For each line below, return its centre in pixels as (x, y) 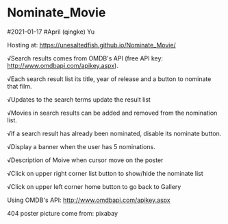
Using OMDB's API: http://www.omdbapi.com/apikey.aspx (89, 200)
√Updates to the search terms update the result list (79, 99)
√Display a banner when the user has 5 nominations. (81, 146)
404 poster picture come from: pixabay (63, 213)
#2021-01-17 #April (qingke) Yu (51, 32)
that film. (20, 86)
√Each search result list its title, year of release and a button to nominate (109, 79)
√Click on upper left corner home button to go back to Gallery (94, 186)
